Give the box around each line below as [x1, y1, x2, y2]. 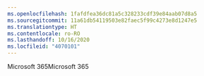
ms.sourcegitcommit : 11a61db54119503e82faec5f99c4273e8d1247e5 [7, 17, 198, 24]
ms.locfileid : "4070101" [7, 43, 80, 50]
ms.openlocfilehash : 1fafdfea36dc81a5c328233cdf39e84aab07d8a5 [7, 10, 198, 18]
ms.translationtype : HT [7, 23, 78, 30]
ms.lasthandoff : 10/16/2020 [7, 37, 90, 44]
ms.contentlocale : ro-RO [7, 30, 80, 37]
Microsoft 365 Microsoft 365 [7, 63, 90, 70]
